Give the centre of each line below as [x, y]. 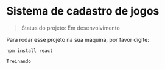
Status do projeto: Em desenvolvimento [70, 28]
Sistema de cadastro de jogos [83, 11]
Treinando [19, 61]
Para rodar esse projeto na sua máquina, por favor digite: [78, 39]
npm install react [30, 51]
